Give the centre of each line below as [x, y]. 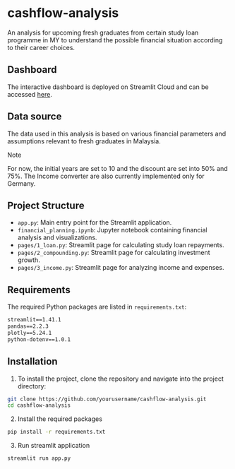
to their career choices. [41, 47]
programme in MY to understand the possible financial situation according [115, 40]
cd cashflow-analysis [39, 405]
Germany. [22, 183]
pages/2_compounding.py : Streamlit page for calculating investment [114, 253]
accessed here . [30, 94]
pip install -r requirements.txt [56, 432]
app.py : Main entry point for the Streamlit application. [95, 222]
